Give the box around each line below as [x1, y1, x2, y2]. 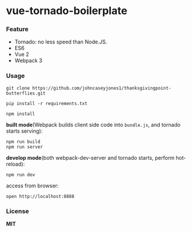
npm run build [6, 139, 41, 144]
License [6, 207, 29, 215]
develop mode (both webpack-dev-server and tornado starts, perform [6, 154, 174, 161]
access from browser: [6, 182, 59, 189]
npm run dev [6, 172, 35, 177]
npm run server [6, 144, 43, 150]
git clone [6, 85, 30, 91]
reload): [6, 160, 25, 167]
